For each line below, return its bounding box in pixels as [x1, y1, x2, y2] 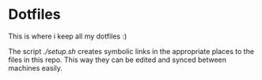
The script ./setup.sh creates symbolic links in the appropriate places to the [8, 46, 255, 56]
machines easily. [8, 63, 63, 72]
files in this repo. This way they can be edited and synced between [8, 55, 227, 64]
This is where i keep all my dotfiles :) [8, 31, 127, 41]
